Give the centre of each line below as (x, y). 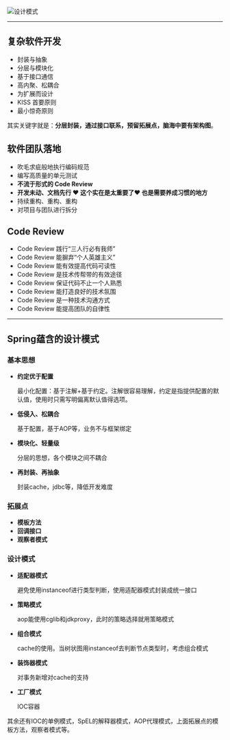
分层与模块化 (35, 68)
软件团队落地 (34, 149)
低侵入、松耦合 (38, 414)
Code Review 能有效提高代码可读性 (66, 266)
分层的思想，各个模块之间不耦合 (62, 458)
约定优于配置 (35, 376)
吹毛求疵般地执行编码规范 (53, 166)
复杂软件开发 (34, 41)
